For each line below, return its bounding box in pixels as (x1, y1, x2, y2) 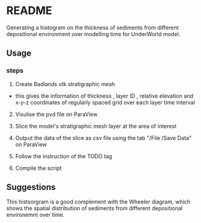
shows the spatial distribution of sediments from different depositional (6, 205, 183, 212)
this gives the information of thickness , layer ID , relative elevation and (15, 92, 194, 100)
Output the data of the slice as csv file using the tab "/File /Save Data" (15, 134, 192, 141)
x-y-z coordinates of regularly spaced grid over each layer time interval (15, 98, 196, 106)
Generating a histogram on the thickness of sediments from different (6, 24, 179, 31)
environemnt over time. (6, 211, 65, 219)
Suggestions (6, 182, 56, 192)
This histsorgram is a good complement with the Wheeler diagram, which (6, 198, 191, 205)
